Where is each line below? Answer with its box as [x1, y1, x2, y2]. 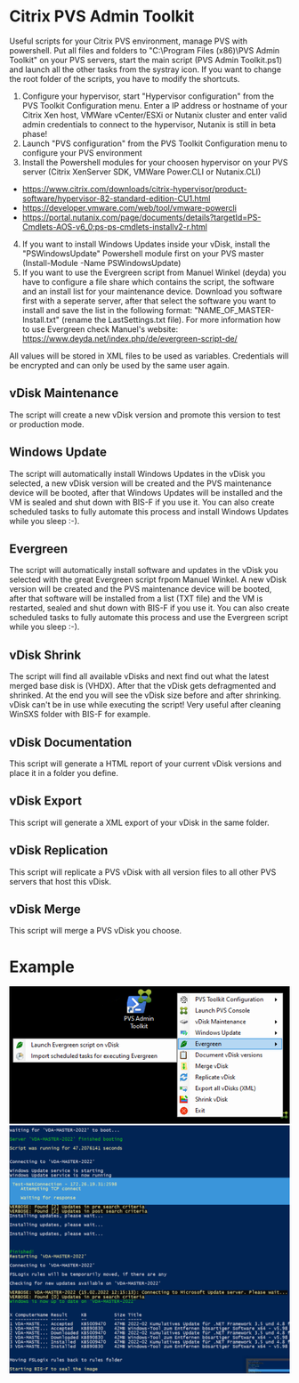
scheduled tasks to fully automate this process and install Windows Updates [9, 505, 289, 517]
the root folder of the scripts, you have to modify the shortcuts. [9, 73, 240, 84]
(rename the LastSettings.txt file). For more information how [61, 314, 281, 325]
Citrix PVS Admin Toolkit [9, 6, 195, 27]
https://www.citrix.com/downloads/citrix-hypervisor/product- [21, 183, 247, 194]
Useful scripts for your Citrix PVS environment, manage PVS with [9, 36, 247, 46]
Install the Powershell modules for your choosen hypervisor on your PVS [21, 157, 288, 167]
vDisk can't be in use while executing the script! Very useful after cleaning [9, 700, 282, 710]
